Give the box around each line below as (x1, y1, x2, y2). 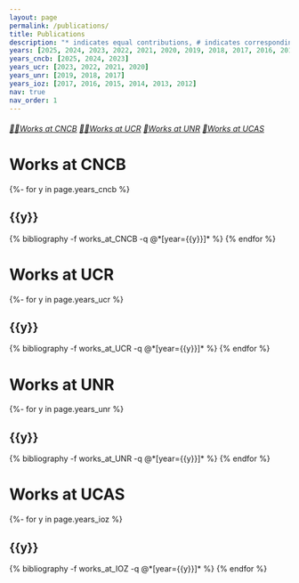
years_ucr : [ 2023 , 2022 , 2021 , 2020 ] (9, 63, 149, 72)
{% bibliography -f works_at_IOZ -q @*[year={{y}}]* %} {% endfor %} (9, 563, 268, 574)
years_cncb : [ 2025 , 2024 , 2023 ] (9, 54, 129, 63)
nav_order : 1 (9, 95, 58, 105)
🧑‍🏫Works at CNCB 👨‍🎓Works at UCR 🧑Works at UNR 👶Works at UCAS (9, 123, 265, 134)
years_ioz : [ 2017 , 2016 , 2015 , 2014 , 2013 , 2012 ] (9, 79, 198, 88)
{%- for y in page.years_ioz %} (9, 514, 123, 525)
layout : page (9, 12, 58, 22)
